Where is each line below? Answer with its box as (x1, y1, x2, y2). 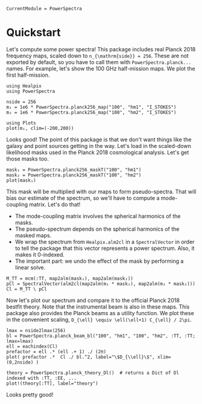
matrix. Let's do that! (29, 200, 81, 208)
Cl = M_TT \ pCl (6, 286, 47, 292)
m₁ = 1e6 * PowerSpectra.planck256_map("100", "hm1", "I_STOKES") (6, 104, 177, 110)
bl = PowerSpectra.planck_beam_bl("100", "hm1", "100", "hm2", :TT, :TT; (6, 333, 196, 339)
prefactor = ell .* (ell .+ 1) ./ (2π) (6, 348, 107, 354)
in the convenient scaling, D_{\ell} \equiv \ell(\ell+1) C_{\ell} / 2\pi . (6, 316, 192, 323)
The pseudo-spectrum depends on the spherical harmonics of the (14, 225, 180, 232)
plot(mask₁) (6, 177, 36, 184)
